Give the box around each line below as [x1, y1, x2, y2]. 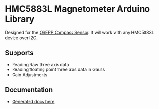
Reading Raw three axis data [12, 61, 69, 67]
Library [5, 14, 35, 25]
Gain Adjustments [12, 71, 48, 78]
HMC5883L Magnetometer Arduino [5, 3, 150, 14]
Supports [5, 49, 34, 57]
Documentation [5, 86, 53, 94]
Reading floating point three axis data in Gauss [12, 67, 105, 72]
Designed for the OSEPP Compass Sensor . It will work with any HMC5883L [5, 29, 155, 35]
